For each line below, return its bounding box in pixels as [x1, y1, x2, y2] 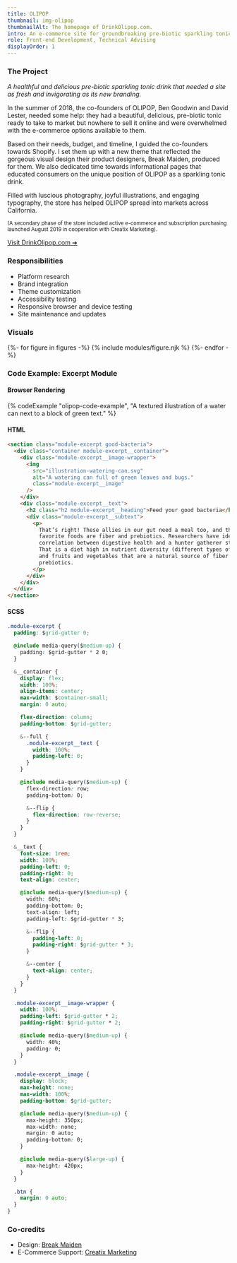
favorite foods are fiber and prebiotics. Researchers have [38, 533, 219, 540]
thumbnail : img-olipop [7, 17, 74, 24]
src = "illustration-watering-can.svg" [32, 467, 143, 474]
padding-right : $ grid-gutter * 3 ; [32, 941, 134, 949]
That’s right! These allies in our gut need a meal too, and [38, 526, 222, 533]
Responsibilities [7, 256, 63, 266]
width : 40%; [25, 1038, 61, 1045]
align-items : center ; [20, 688, 83, 695]
